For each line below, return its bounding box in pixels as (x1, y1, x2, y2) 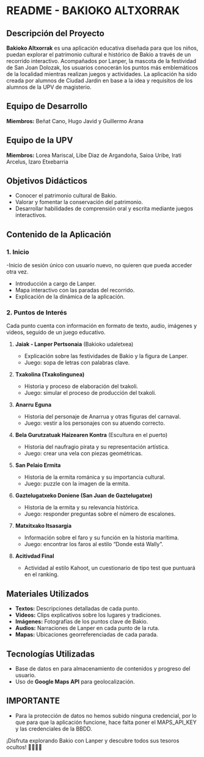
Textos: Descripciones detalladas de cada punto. (15, 605, 139, 612)
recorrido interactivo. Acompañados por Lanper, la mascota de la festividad (6, 58, 197, 64)
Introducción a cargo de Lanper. (15, 280, 97, 287)
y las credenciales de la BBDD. (15, 725, 93, 732)
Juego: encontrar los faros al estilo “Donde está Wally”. (24, 541, 164, 548)
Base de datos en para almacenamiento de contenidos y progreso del (15, 665, 191, 672)
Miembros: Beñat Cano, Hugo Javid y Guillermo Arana (6, 117, 144, 124)
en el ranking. (24, 571, 59, 578)
